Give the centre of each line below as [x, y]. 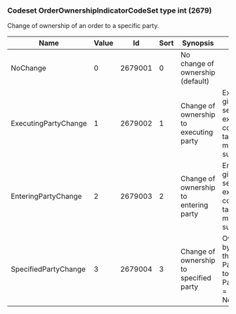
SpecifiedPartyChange [48, 269]
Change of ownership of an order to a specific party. [83, 26]
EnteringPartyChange [46, 197]
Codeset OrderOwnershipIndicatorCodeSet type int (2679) [110, 11]
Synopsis [198, 43]
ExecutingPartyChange [49, 124]
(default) [195, 81]
